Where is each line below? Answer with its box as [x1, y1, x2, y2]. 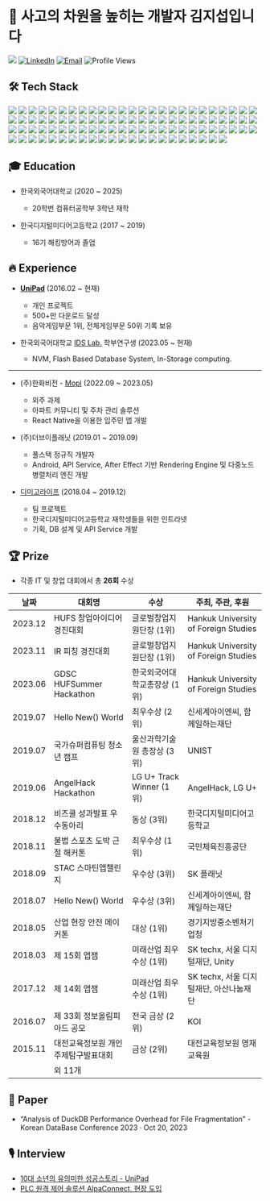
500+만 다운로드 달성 [31, 311, 100, 321]
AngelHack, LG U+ [187, 783, 257, 794]
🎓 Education [8, 160, 76, 173]
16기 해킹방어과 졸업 [31, 237, 96, 247]
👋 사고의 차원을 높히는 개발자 [8, 7, 187, 26]
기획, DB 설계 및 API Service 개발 [31, 525, 138, 534]
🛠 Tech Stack [8, 80, 79, 94]
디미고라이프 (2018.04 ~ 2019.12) [19, 487, 126, 497]
